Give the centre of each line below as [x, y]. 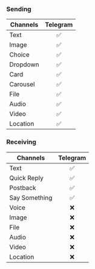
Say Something [31, 197]
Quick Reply [26, 178]
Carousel [22, 84]
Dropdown [24, 64]
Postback [23, 188]
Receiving [21, 142]
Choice [20, 55]
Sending [19, 9]
